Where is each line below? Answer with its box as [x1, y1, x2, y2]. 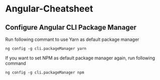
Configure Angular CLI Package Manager [5, 23, 137, 32]
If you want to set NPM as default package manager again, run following [5, 55, 155, 61]
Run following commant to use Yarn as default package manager [5, 36, 139, 42]
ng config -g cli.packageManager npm [5, 70, 85, 75]
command [5, 60, 26, 66]
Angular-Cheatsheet [5, 3, 93, 15]
